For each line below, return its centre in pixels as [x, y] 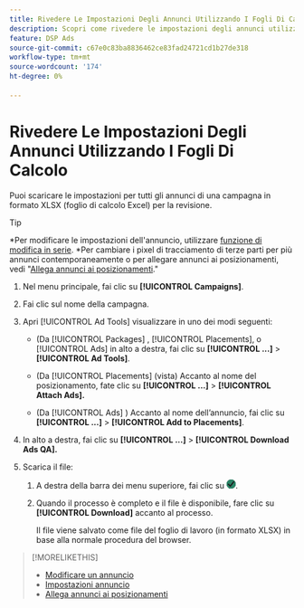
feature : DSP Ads [42, 38]
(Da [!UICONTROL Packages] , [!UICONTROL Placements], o [149, 338]
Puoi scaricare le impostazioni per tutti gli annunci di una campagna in [140, 195]
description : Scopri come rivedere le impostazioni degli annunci [137, 28]
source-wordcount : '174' [56, 67]
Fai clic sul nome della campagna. [85, 304]
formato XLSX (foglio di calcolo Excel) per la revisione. [111, 204]
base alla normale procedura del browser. [114, 539]
